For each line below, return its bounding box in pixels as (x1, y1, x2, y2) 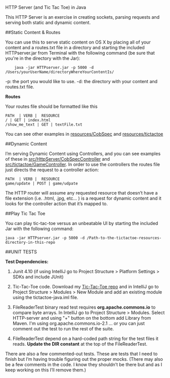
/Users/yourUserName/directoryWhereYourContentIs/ (5, 69, 114, 74)
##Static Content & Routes (5, 29, 61, 35)
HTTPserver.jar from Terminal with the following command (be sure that (5, 50, 155, 56)
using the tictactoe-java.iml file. (12, 294, 78, 300)
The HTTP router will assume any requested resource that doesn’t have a (5, 190, 158, 196)
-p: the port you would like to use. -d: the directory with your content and (5, 79, 158, 84)
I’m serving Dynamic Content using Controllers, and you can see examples (5, 150, 161, 157)
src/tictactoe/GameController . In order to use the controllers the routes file (5, 162, 160, 167)
